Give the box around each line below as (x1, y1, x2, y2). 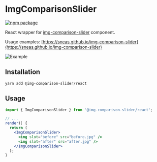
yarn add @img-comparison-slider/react (5, 81, 87, 86)
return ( (9, 126, 28, 130)
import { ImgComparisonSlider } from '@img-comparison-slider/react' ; (5, 107, 153, 112)
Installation (5, 68, 40, 76)
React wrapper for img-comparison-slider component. (5, 29, 116, 35)
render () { (5, 121, 28, 126)
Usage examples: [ (5, 38, 43, 45)
